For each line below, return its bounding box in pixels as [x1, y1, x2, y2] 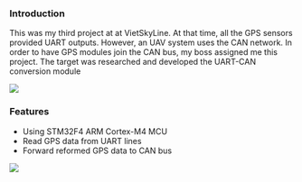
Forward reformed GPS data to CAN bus [22, 145, 173, 156]
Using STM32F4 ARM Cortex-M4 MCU [22, 125, 168, 137]
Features [9, 105, 50, 118]
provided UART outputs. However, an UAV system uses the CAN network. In [9, 37, 292, 48]
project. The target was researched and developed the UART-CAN [9, 57, 256, 68]
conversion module [9, 66, 81, 77]
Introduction [9, 7, 65, 20]
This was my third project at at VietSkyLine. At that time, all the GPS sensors [9, 28, 293, 39]
